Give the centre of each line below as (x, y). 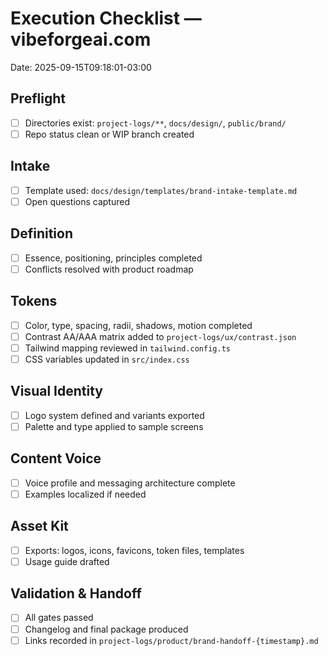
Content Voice (56, 458)
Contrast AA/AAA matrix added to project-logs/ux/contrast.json (160, 336)
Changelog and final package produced (106, 629)
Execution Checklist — (106, 18)
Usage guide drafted (67, 561)
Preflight (38, 98)
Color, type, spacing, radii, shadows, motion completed (138, 325)
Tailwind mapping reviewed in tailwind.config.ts (127, 348)
